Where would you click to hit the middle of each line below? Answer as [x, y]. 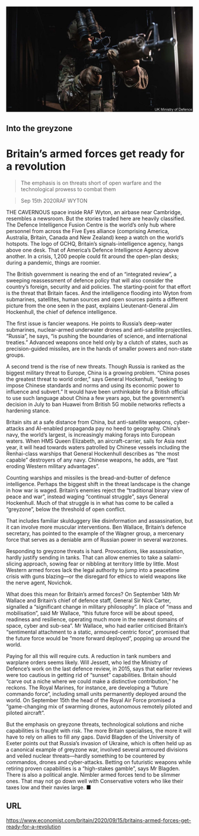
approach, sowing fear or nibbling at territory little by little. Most [101, 564]
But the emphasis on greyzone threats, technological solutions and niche [95, 724]
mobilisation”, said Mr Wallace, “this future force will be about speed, [90, 613]
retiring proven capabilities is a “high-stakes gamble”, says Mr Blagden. [93, 768]
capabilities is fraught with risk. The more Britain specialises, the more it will [99, 730]
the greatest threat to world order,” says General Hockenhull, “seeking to [95, 379]
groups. [16, 355]
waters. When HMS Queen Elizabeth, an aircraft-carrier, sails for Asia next [97, 441]
